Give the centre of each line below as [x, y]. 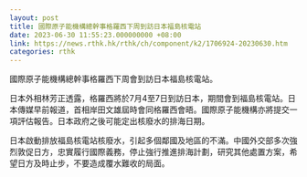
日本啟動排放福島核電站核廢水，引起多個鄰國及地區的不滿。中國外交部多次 [149, 141]
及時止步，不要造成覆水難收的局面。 [101, 163]
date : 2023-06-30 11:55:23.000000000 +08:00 [95, 35]
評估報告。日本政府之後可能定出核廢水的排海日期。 [113, 121]
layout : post [34, 18]
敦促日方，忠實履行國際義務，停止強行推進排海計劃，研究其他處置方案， [153, 152]
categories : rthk [42, 52]
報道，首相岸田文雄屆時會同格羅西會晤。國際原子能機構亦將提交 [169, 109]
